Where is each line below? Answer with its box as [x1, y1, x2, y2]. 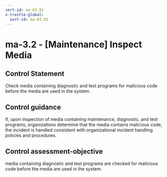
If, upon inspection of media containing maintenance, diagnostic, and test [5, 116, 158, 122]
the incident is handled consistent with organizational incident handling [5, 127, 153, 133]
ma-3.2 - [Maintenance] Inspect [5, 38, 142, 50]
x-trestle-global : [5, 12, 44, 17]
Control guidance [5, 103, 62, 111]
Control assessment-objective [5, 147, 103, 156]
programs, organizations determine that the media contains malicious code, [5, 122, 162, 128]
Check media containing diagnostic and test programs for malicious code [5, 83, 158, 89]
